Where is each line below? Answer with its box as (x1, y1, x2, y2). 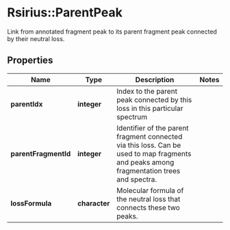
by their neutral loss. (7, 34, 65, 42)
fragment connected (116, 131, 183, 141)
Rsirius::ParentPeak (7, 5, 123, 21)
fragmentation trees (116, 166, 181, 175)
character (77, 199, 110, 208)
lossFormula (10, 199, 52, 208)
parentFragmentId (10, 149, 71, 158)
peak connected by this (116, 94, 192, 104)
